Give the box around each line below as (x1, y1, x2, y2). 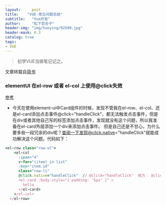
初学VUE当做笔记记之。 (17, 58, 66, 64)
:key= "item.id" (18, 164, 50, 169)
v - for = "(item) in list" (18, 159, 68, 164)
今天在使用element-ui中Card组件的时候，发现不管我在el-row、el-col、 (12, 105, 156, 111)
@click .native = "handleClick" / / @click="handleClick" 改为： (18, 173, 149, 178)
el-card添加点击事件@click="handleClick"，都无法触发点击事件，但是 (16, 111, 158, 117)
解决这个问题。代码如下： (16, 135, 69, 141)
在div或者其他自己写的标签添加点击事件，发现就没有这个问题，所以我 (12, 117, 153, 123)
